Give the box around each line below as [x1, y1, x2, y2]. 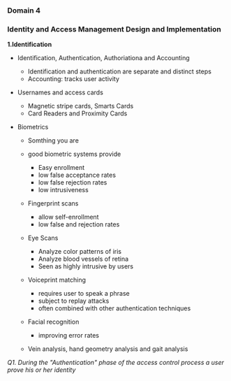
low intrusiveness [38, 186, 89, 194]
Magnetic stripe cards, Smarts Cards [27, 102, 134, 110]
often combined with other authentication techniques [38, 304, 191, 312]
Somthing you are [27, 136, 79, 145]
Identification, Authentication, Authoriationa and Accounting [17, 54, 190, 62]
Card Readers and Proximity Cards [27, 109, 128, 117]
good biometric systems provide [27, 150, 121, 159]
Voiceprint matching [27, 275, 86, 285]
